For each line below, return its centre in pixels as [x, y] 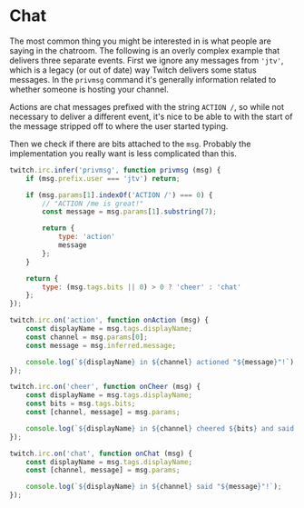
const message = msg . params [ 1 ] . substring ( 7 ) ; [130, 212]
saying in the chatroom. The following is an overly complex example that [145, 50]
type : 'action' [87, 237]
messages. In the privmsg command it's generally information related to [143, 79]
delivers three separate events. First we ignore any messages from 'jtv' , [147, 60]
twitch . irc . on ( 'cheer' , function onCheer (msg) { [105, 387]
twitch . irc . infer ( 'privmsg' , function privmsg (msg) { [115, 170]
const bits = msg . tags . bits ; [81, 404]
